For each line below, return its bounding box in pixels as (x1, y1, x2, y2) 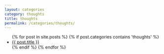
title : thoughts (4, 16, 38, 21)
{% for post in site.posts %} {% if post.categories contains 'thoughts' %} (11, 34, 159, 40)
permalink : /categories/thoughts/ (4, 20, 76, 26)
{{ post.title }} (11, 39, 40, 45)
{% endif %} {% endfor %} (11, 44, 66, 50)
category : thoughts (4, 12, 45, 17)
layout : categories (4, 7, 45, 12)
